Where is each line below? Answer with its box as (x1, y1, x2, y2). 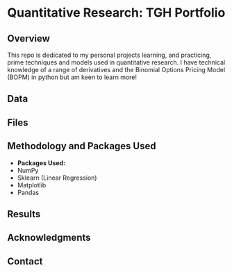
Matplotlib (17, 180, 47, 189)
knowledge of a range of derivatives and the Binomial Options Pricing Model (7, 66, 226, 74)
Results (7, 208, 41, 220)
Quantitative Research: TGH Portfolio (7, 5, 226, 21)
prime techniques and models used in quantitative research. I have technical (7, 58, 226, 67)
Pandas (17, 188, 40, 196)
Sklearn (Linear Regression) (17, 173, 97, 182)
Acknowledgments (7, 232, 92, 244)
